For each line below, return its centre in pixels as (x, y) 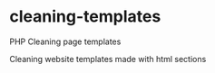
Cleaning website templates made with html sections (108, 59)
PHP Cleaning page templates (65, 41)
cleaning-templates (85, 17)
